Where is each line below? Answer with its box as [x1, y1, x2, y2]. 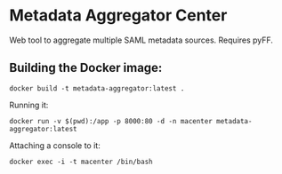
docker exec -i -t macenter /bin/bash [9, 157, 153, 166]
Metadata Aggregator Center [9, 5, 228, 26]
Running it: [9, 99, 49, 110]
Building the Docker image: [9, 60, 163, 75]
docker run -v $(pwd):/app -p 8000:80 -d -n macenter [9, 116, 214, 125]
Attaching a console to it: [9, 139, 101, 151]
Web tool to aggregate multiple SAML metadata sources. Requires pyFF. [9, 35, 274, 45]
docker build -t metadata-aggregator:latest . [9, 83, 185, 93]
